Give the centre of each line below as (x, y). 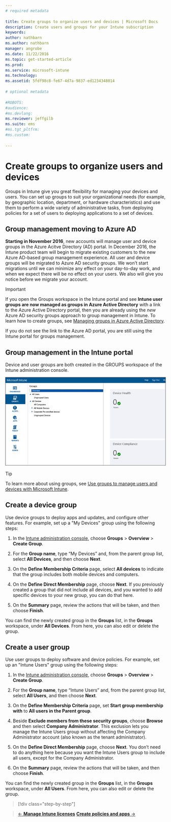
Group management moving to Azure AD (71, 229)
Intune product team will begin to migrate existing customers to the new (81, 252)
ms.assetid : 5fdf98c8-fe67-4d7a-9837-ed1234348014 (60, 81)
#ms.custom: (18, 135)
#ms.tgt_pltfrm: (22, 130)
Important (16, 290)
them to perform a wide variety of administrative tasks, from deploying (79, 208)
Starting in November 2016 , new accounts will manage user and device (81, 241)
